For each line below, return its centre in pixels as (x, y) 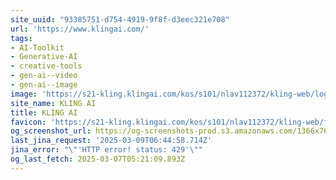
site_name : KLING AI (53, 103)
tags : (21, 38)
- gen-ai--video (44, 76)
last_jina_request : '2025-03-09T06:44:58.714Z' (111, 141)
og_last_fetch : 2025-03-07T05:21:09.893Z (98, 159)
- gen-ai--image (44, 85)
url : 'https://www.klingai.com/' (80, 29)
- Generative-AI (44, 57)
